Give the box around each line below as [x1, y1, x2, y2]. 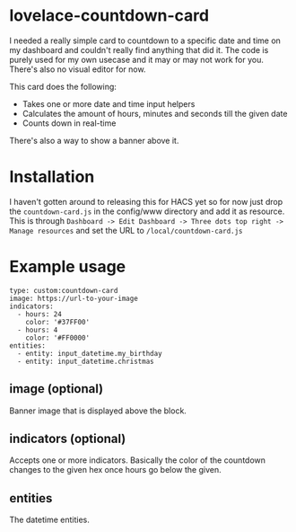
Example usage [9, 257, 126, 277]
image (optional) [9, 381, 104, 396]
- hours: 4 [17, 325, 58, 334]
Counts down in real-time [22, 118, 117, 129]
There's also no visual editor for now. [9, 64, 146, 75]
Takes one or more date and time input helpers [22, 98, 196, 109]
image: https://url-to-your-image [9, 294, 139, 303]
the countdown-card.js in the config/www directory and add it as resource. [9, 206, 285, 217]
